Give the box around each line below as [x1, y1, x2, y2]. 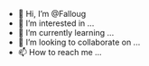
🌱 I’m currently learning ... [17, 28, 115, 37]
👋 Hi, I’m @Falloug [17, 9, 87, 19]
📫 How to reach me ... [17, 47, 102, 57]
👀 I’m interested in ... [17, 18, 95, 29]
